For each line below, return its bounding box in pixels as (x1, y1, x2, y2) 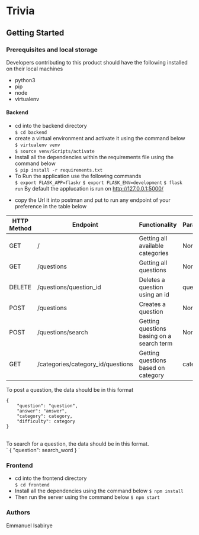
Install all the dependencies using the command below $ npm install (14, 487, 184, 495)
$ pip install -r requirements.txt (14, 167, 103, 173)
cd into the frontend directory (14, 475, 87, 482)
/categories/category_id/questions (37, 360, 133, 368)
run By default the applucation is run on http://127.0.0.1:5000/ (14, 185, 164, 192)
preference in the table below (14, 203, 87, 210)
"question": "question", (17, 403, 78, 409)
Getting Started (6, 28, 65, 38)
